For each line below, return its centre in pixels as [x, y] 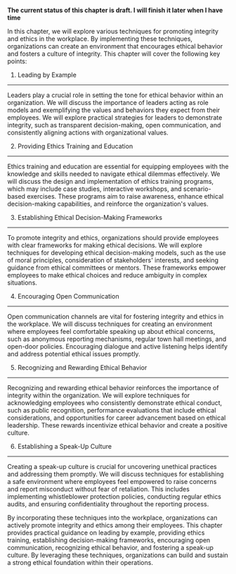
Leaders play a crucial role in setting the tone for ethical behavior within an [115, 95]
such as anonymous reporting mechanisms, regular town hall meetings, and [117, 339]
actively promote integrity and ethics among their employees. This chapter [115, 525]
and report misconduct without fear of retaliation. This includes [98, 489]
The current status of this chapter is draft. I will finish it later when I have [115, 10]
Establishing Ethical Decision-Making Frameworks [90, 217]
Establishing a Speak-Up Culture [65, 446]
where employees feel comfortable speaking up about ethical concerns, [111, 331]
